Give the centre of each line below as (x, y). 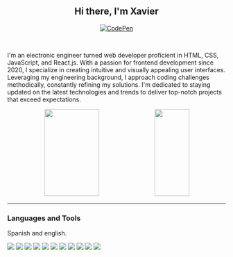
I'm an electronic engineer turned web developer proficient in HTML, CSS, (113, 55)
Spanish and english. (37, 233)
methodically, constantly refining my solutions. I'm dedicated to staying (109, 84)
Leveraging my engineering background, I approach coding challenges (108, 77)
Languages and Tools (44, 218)
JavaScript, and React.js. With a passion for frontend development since (110, 63)
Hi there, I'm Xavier (116, 11)
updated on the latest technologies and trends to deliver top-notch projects (114, 92)
